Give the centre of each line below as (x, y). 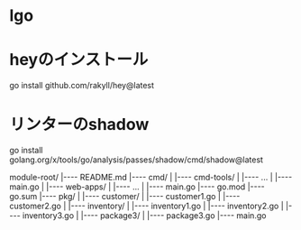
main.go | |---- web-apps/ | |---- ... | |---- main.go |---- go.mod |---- (137, 187)
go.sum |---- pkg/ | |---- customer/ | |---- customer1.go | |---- (125, 197)
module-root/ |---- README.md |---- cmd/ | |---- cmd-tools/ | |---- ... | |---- (151, 178)
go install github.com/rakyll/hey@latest (82, 86)
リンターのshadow (79, 125)
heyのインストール (79, 60)
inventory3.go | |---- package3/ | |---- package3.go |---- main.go (144, 216)
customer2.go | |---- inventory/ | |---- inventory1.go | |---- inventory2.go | (146, 206)
